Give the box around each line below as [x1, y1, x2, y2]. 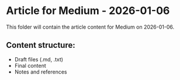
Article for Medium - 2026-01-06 [6, 4, 170, 18]
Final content [14, 62, 47, 69]
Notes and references [14, 68, 67, 75]
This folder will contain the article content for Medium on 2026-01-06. [6, 23, 174, 30]
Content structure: [6, 40, 75, 50]
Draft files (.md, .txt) [14, 55, 63, 62]
